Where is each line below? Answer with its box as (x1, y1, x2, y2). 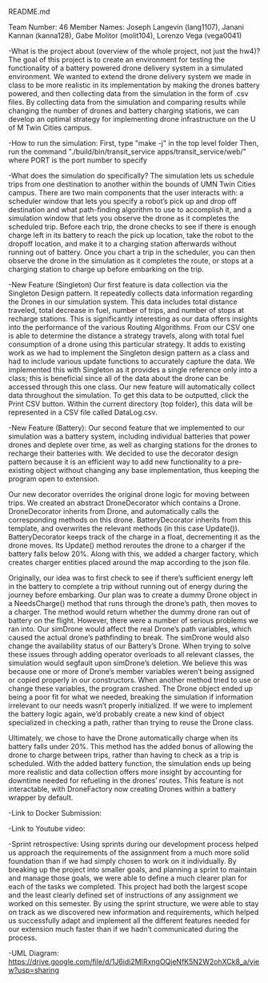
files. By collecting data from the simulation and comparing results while (8, 98, 246, 106)
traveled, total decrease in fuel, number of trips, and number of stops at (8, 306, 245, 315)
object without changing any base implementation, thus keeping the (35, 466, 260, 475)
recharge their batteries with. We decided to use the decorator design (8, 448, 238, 458)
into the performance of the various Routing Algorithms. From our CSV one (8, 323, 255, 331)
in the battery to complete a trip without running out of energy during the (8, 582, 248, 591)
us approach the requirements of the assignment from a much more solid (8, 848, 250, 857)
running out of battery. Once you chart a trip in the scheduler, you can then (8, 247, 256, 257)
